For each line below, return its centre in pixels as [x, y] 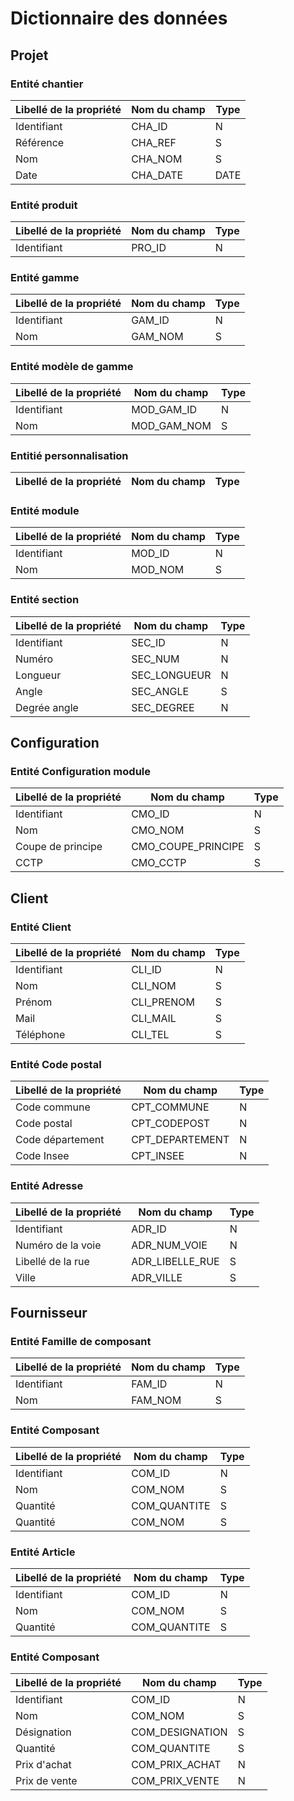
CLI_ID [146, 970]
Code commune [53, 1107]
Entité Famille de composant [81, 1341]
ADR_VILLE [157, 1277]
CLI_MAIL [154, 1019]
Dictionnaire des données [119, 18]
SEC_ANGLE [160, 691]
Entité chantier [47, 84]
